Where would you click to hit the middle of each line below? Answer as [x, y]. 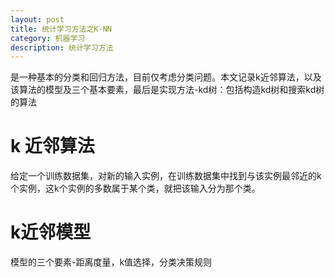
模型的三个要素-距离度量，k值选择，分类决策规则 [111, 262]
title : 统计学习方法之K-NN [61, 29]
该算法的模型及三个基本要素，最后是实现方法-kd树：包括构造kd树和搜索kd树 [167, 90]
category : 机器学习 [48, 38]
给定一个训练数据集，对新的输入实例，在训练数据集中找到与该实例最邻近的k [166, 176]
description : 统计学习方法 [62, 47]
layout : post [37, 19]
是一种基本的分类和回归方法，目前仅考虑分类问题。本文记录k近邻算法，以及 [166, 77]
